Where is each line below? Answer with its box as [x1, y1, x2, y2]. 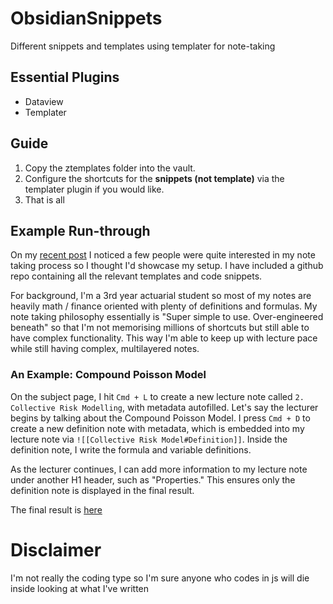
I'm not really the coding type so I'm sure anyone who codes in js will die [10, 572, 310, 584]
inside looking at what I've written [10, 582, 150, 594]
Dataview [24, 95, 64, 107]
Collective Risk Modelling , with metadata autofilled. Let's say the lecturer [10, 401, 319, 413]
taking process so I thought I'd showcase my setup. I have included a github [10, 260, 324, 272]
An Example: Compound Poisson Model [10, 368, 207, 382]
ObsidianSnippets [10, 7, 163, 30]
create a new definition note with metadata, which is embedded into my [10, 422, 305, 434]
